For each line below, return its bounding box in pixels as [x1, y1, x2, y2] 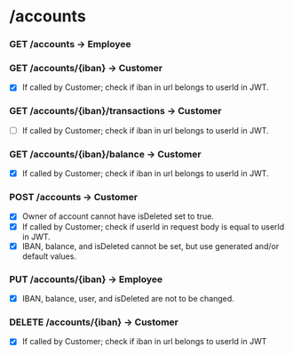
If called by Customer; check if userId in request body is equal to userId [21, 221, 285, 232]
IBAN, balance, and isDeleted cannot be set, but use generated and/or [21, 240, 280, 251]
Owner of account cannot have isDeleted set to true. [21, 211, 215, 222]
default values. [21, 251, 77, 262]
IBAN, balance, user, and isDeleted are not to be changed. [21, 293, 235, 303]
